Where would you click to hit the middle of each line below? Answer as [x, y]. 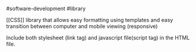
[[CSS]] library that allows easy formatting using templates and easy [90, 20]
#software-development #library [46, 9]
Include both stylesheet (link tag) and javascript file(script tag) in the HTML [98, 38]
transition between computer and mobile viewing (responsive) [82, 26]
